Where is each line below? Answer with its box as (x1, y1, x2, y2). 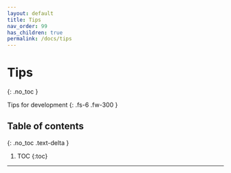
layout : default (7, 10, 54, 17)
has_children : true (7, 29, 63, 36)
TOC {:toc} (16, 152, 48, 160)
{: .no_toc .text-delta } (7, 138, 69, 147)
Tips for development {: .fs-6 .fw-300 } (7, 101, 118, 109)
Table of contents (7, 120, 84, 132)
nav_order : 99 (7, 23, 48, 29)
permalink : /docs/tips (7, 36, 72, 42)
